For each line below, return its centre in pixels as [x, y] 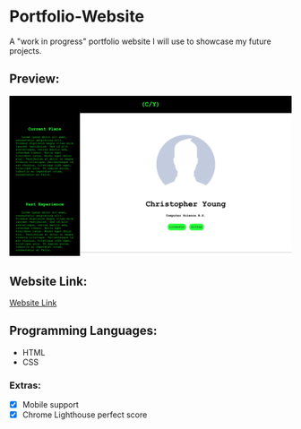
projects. [26, 50]
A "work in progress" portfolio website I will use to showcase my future [140, 41]
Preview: [34, 79]
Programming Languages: [83, 331]
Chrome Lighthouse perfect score [85, 415]
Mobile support [50, 405]
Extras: [26, 385]
